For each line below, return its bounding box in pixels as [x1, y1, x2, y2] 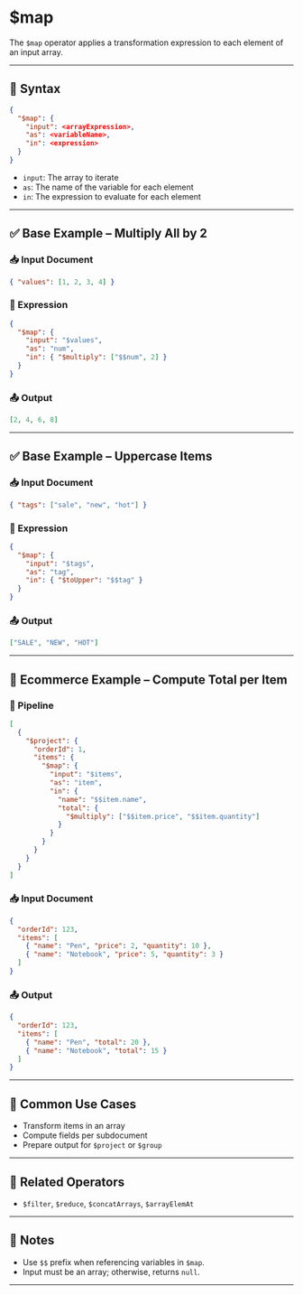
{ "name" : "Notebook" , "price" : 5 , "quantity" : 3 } [25, 950, 224, 959]
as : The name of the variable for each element [22, 182, 194, 192]
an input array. [9, 46, 63, 57]
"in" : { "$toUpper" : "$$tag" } [25, 576, 143, 585]
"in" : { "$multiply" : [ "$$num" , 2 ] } [25, 353, 168, 362]
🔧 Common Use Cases [9, 1096, 137, 1112]
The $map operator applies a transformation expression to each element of [9, 37, 284, 48]
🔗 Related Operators [9, 1174, 124, 1189]
